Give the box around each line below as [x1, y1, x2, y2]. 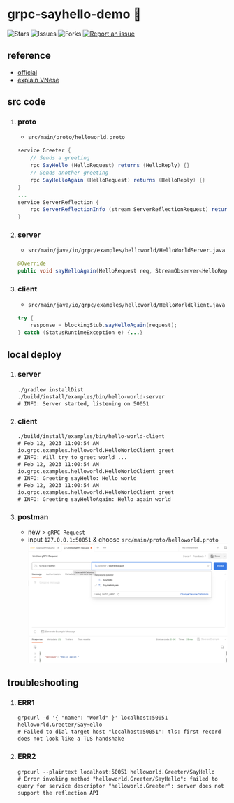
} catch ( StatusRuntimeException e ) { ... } [17, 329, 143, 336]
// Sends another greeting [30, 169, 109, 177]
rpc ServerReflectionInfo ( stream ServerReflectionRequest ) [30, 206, 209, 213]
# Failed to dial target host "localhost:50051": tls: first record [17, 728, 221, 736]
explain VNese [17, 75, 59, 84]
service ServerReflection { [17, 198, 99, 205]
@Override [17, 260, 47, 268]
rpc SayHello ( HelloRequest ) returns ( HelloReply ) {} [30, 162, 190, 169]
